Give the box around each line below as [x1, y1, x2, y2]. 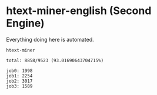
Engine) [6, 16, 45, 30]
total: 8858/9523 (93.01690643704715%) [6, 57, 104, 63]
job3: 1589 [6, 83, 33, 89]
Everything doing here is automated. [6, 36, 94, 43]
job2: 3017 [6, 78, 33, 84]
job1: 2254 [6, 73, 33, 79]
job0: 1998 [6, 67, 33, 74]
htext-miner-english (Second [6, 4, 152, 18]
